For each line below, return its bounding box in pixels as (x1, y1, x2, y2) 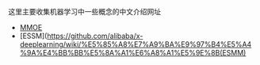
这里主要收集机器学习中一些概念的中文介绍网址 (8, 7, 161, 16)
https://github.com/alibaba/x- (47, 31, 143, 40)
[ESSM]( (19, 31, 48, 40)
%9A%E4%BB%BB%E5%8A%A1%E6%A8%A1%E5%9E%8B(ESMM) (19, 48, 247, 57)
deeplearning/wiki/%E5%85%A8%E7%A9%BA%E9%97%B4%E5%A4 (19, 40, 252, 49)
